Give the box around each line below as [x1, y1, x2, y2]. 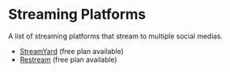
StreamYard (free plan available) [19, 46, 124, 56]
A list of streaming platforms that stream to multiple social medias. [8, 31, 223, 41]
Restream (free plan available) [19, 55, 117, 64]
